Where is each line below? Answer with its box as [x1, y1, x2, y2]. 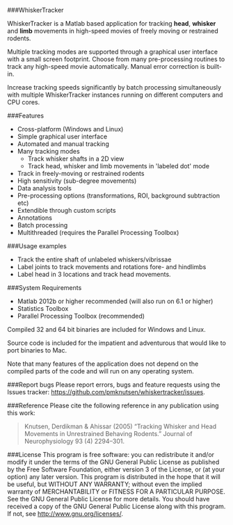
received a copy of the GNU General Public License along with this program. [7, 502, 226, 510]
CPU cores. [7, 98, 40, 106]
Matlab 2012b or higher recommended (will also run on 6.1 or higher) [17, 297, 214, 305]
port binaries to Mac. [7, 346, 67, 354]
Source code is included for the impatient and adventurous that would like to [7, 339, 226, 347]
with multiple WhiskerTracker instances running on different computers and [7, 90, 223, 99]
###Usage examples [7, 242, 67, 250]
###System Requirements [7, 284, 82, 291]
